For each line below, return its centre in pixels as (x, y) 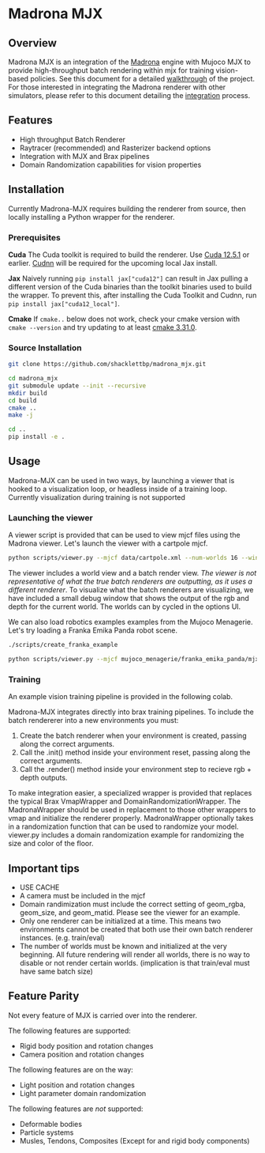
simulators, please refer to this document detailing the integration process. (129, 95)
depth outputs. (43, 778)
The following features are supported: (70, 1030)
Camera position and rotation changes (82, 1054)
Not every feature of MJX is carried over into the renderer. (103, 1015)
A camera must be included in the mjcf (82, 895)
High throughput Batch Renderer (73, 139)
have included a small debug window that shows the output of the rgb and (129, 599)
